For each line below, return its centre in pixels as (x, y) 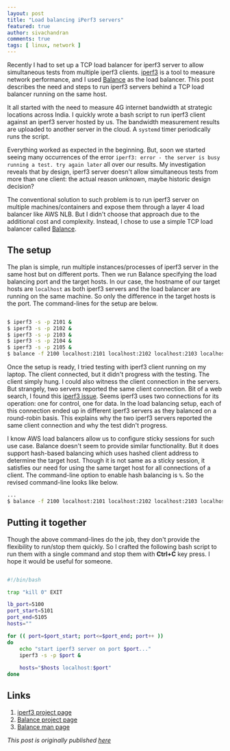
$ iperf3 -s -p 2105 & (39, 347)
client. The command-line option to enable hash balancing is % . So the (105, 475)
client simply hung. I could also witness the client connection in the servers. (114, 382)
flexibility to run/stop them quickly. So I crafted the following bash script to (112, 546)
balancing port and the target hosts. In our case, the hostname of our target (114, 281)
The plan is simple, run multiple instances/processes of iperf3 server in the (113, 267)
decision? (21, 186)
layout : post (26, 13)
